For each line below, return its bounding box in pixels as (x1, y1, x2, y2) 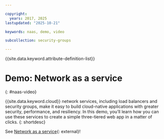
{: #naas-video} (5, 89, 37, 95)
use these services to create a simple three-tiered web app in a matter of (5, 114, 153, 120)
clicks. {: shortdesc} (5, 119, 46, 125)
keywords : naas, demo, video (5, 29, 65, 34)
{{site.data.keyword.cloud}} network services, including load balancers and (5, 99, 158, 104)
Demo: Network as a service (5, 73, 122, 84)
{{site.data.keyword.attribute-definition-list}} (5, 56, 95, 61)
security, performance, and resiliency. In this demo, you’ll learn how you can (5, 109, 159, 115)
